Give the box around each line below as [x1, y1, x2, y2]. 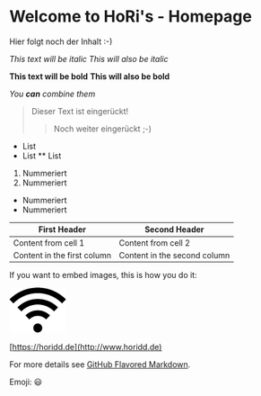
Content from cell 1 [13, 237, 85, 248]
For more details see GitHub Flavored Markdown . [9, 359, 191, 370]
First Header [39, 224, 87, 235]
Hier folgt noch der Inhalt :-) [9, 36, 113, 47]
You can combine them [9, 88, 96, 99]
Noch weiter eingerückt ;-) [53, 123, 152, 134]
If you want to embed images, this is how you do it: [9, 270, 197, 281]
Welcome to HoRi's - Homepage [9, 6, 253, 27]
